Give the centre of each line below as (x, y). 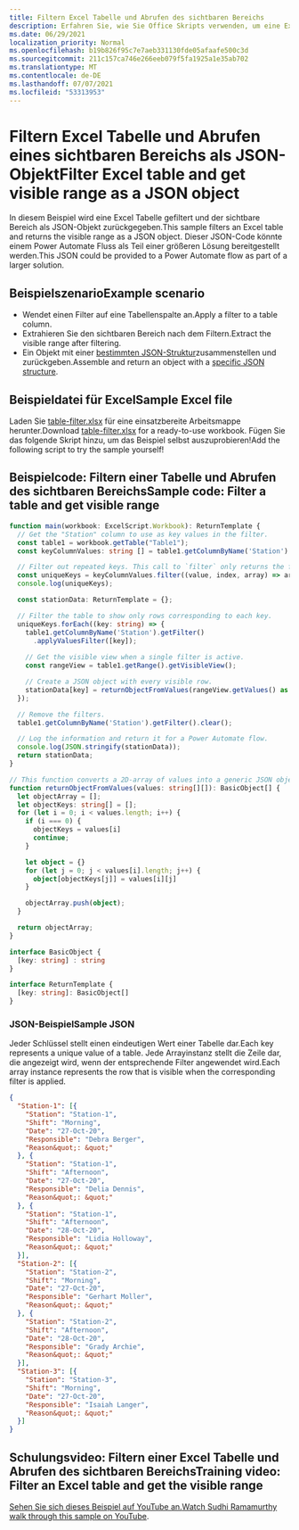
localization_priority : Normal (67, 42)
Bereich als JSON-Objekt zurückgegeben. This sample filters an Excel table (146, 227)
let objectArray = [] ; (59, 796)
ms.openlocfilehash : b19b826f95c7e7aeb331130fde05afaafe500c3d (129, 51)
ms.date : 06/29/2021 (48, 34)
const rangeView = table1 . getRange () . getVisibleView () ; (131, 666)
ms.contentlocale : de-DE (55, 76)
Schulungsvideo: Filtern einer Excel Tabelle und (144, 1457)
